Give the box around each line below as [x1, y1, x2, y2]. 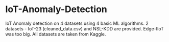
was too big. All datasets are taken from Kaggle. [5, 31, 106, 37]
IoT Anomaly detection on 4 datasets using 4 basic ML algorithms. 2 [5, 20, 149, 26]
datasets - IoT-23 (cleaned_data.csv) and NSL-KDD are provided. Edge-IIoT [5, 25, 164, 31]
